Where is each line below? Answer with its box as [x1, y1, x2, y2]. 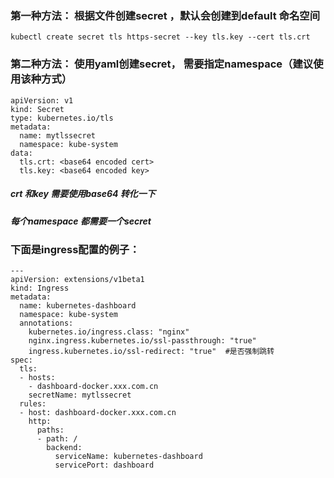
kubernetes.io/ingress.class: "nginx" [28, 327, 190, 337]
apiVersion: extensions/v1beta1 [10, 275, 145, 285]
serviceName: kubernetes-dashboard [54, 452, 203, 462]
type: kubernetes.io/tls [10, 113, 114, 123]
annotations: [19, 318, 74, 329]
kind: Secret [10, 104, 65, 114]
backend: [46, 443, 83, 453]
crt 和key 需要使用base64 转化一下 [10, 188, 156, 200]
